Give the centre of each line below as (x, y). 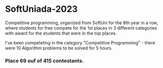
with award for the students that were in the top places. (61, 33)
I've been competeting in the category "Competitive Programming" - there (80, 42)
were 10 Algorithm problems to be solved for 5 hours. (59, 48)
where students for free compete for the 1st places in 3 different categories (81, 28)
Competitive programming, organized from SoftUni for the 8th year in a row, (81, 23)
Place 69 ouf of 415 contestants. (45, 61)
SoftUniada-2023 (41, 9)
